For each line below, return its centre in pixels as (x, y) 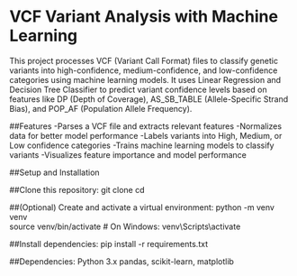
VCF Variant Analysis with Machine (144, 17)
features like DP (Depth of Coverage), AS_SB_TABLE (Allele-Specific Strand (149, 99)
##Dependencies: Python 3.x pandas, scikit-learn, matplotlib (121, 261)
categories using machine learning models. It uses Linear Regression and (145, 79)
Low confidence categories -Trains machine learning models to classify (142, 145)
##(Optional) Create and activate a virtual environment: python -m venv (142, 207)
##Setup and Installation (55, 172)
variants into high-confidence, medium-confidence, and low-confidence (144, 70)
